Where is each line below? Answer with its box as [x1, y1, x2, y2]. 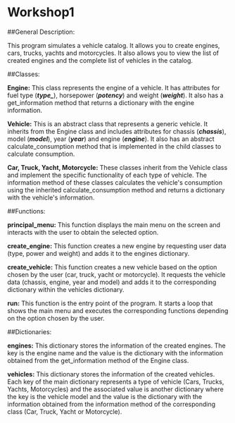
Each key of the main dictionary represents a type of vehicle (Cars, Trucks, [7, 377, 224, 386]
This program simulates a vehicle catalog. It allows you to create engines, [7, 41, 220, 49]
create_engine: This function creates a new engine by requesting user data [7, 241, 227, 250]
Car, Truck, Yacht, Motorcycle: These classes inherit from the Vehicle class [7, 163, 228, 171]
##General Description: [7, 27, 75, 36]
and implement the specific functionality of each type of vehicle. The [7, 171, 208, 179]
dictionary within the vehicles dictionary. [7, 285, 125, 293]
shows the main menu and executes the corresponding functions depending [7, 306, 229, 314]
